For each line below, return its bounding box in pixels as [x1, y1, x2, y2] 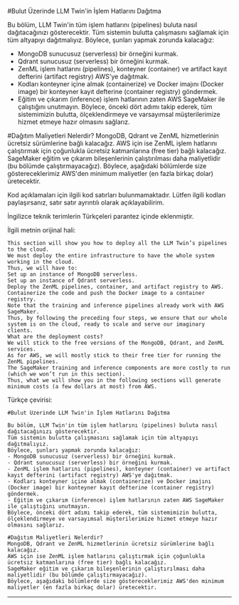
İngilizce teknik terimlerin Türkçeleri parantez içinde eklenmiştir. [7, 212, 194, 220]
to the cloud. [7, 246, 50, 253]
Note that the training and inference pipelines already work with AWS [7, 302, 224, 309]
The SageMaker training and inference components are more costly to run [7, 364, 231, 371]
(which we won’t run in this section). [7, 371, 126, 378]
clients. [7, 327, 33, 334]
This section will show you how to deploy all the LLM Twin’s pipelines [7, 239, 228, 247]
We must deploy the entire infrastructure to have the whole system [7, 252, 215, 259]
